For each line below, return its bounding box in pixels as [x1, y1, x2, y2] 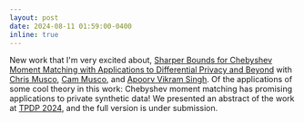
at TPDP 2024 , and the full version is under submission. [9, 103, 218, 114]
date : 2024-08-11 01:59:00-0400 [9, 22, 132, 31]
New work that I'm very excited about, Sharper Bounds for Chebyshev [9, 55, 273, 66]
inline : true [9, 30, 59, 39]
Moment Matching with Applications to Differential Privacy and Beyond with [9, 64, 293, 75]
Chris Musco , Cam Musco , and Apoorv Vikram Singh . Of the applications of [9, 74, 293, 85]
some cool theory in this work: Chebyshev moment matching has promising [9, 83, 293, 95]
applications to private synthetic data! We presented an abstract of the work [9, 93, 295, 104]
